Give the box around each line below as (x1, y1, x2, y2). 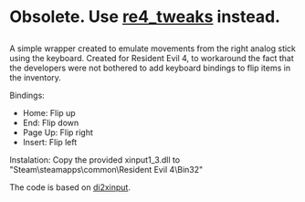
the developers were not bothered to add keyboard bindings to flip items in (9, 62, 290, 73)
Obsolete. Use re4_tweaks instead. (9, 6, 281, 27)
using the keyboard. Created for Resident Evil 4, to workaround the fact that (9, 52, 294, 63)
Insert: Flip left (22, 136, 78, 147)
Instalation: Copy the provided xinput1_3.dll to (9, 154, 181, 165)
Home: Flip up (22, 107, 76, 118)
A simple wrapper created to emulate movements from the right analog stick (9, 43, 297, 54)
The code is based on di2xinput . (9, 181, 131, 193)
